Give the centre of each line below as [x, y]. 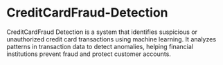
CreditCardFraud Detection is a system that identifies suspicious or [102, 32]
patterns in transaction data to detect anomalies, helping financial [100, 46]
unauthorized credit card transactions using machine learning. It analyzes [111, 39]
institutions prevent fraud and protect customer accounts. [89, 54]
